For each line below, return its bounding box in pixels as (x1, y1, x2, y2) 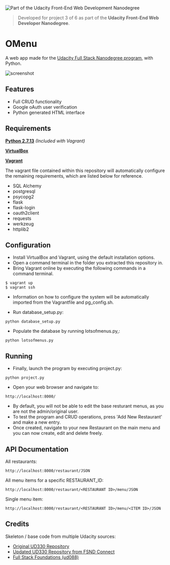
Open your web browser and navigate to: (12, 384, 99, 390)
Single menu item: (5, 496, 43, 502)
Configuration (5, 240, 51, 250)
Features (5, 85, 34, 94)
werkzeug (12, 220, 34, 227)
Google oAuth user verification (12, 104, 78, 110)
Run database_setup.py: (12, 309, 64, 315)
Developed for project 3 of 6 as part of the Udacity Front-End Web (17, 15, 159, 20)
